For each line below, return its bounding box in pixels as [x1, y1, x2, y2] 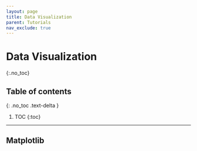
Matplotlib [6, 136, 45, 146]
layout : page [6, 8, 38, 15]
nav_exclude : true [6, 25, 51, 31]
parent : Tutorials [6, 19, 51, 25]
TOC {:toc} [14, 114, 41, 120]
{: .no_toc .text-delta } [6, 102, 59, 109]
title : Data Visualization [6, 14, 72, 20]
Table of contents [6, 86, 72, 97]
